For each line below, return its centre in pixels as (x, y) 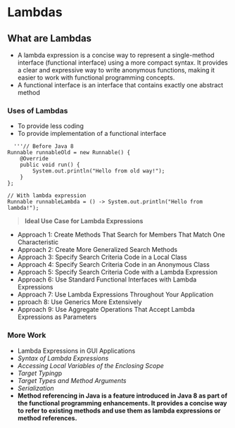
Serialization (36, 388)
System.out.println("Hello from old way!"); (99, 171)
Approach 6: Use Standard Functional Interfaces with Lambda (107, 279)
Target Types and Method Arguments (72, 380)
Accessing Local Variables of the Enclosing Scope (90, 365)
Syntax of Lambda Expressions (63, 358)
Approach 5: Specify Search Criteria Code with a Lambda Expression (118, 272)
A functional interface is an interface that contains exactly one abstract (120, 85)
